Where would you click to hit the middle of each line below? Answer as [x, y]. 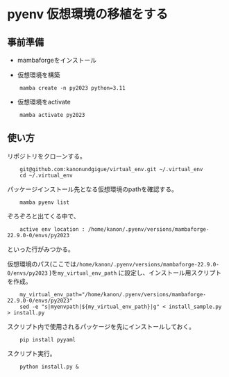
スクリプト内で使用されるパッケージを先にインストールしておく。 [101, 326]
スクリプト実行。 [32, 353]
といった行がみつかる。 [41, 249]
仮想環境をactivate [44, 102]
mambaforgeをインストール [57, 60]
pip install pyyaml [48, 339]
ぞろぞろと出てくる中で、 [43, 216]
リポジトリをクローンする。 [47, 156]
